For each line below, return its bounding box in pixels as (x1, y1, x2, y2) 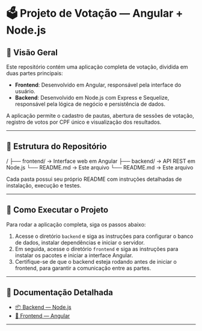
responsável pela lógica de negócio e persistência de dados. (14, 100, 166, 108)
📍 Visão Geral (6, 47, 58, 58)
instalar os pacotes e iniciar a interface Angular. (14, 252, 133, 259)
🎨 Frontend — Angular (14, 312, 70, 320)
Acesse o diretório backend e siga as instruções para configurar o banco (14, 232, 194, 240)
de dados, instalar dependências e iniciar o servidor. (14, 238, 145, 246)
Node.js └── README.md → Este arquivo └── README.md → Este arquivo (6, 163, 194, 171)
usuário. (14, 88, 35, 95)
